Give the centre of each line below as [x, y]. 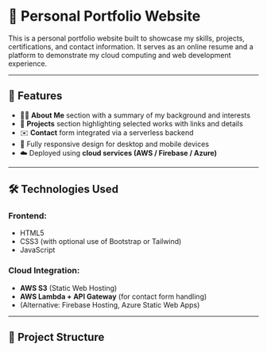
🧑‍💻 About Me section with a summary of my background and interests [135, 115]
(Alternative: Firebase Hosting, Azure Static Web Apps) [110, 304]
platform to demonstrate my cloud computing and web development [120, 55]
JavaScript [37, 250]
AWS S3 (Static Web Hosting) [68, 288]
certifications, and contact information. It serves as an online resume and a [131, 46]
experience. [28, 64]
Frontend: [28, 216]
